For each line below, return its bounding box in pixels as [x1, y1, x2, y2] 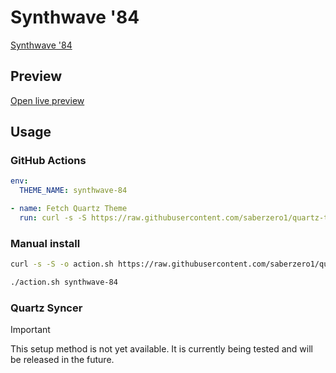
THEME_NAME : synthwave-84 [19, 186, 128, 196]
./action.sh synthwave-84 [10, 277, 118, 288]
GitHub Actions [10, 154, 87, 168]
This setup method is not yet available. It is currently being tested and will [10, 343, 313, 355]
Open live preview [10, 94, 85, 106]
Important [10, 324, 51, 336]
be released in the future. [10, 354, 115, 366]
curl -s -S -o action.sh [10, 259, 114, 270]
